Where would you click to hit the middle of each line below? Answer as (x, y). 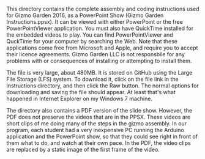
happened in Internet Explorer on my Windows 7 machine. (80, 98)
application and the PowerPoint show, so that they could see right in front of (102, 136)
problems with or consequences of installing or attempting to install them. (99, 61)
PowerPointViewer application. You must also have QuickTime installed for (100, 28)
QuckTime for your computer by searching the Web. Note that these (92, 41)
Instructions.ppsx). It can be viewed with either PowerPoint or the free (95, 22)
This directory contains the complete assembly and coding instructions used (103, 9)
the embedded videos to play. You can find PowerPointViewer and (90, 35)
